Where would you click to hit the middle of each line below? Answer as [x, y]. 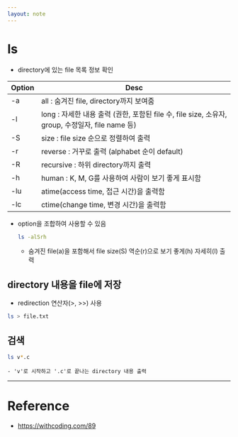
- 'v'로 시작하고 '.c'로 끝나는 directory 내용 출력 [77, 371]
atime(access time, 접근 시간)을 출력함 [103, 191]
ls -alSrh [32, 237]
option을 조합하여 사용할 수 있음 [62, 223]
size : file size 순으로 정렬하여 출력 [96, 138]
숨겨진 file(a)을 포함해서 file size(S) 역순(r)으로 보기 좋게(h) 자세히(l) [123, 251]
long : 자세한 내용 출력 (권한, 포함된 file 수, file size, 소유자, [134, 114]
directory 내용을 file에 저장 [64, 284]
